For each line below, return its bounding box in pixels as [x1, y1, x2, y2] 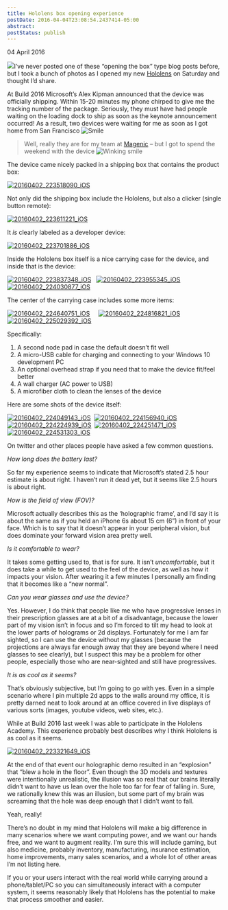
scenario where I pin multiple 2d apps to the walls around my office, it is [7, 692, 210, 700]
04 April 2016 [7, 48, 45, 56]
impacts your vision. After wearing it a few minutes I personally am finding [7, 573, 216, 581]
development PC [16, 358, 64, 366]
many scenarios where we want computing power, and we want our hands [7, 831, 217, 839]
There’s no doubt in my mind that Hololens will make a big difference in [7, 823, 207, 832]
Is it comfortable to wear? [7, 545, 80, 553]
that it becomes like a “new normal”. [7, 580, 109, 588]
